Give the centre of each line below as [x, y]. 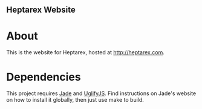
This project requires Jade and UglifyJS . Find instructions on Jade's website [101, 93]
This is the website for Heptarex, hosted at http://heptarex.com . [85, 52]
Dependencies [44, 77]
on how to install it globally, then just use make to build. [75, 100]
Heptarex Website [41, 10]
